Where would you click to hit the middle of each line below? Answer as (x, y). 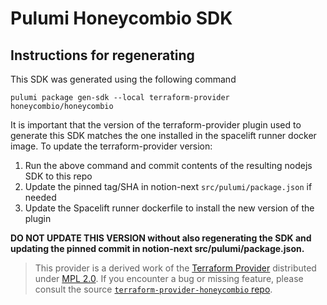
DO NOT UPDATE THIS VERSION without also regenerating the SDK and (161, 238)
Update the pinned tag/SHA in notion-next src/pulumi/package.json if (168, 186)
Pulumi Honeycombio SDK (121, 18)
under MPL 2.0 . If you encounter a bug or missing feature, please (169, 278)
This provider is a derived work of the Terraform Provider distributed (175, 268)
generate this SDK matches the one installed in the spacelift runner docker (163, 135)
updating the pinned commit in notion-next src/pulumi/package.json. (157, 248)
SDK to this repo (58, 176)
